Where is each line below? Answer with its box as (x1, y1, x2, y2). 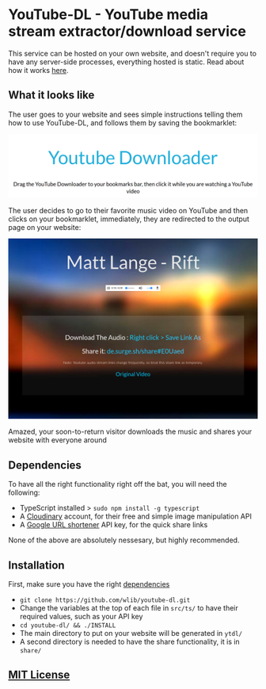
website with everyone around (8, 435, 107, 445)
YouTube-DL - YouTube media (8, 6, 208, 24)
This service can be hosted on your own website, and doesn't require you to (8, 48, 257, 58)
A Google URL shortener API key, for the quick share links (19, 520, 208, 530)
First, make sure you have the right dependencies (8, 580, 170, 589)
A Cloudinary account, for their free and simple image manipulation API (19, 511, 252, 521)
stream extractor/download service (8, 22, 247, 40)
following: (8, 488, 40, 497)
